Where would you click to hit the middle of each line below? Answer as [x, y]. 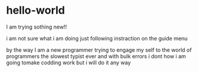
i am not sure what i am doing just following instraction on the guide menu [97, 38]
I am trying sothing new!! [37, 27]
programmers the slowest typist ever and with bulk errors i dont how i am [96, 56]
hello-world [36, 10]
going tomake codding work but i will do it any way [69, 62]
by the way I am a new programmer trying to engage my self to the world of [99, 50]
